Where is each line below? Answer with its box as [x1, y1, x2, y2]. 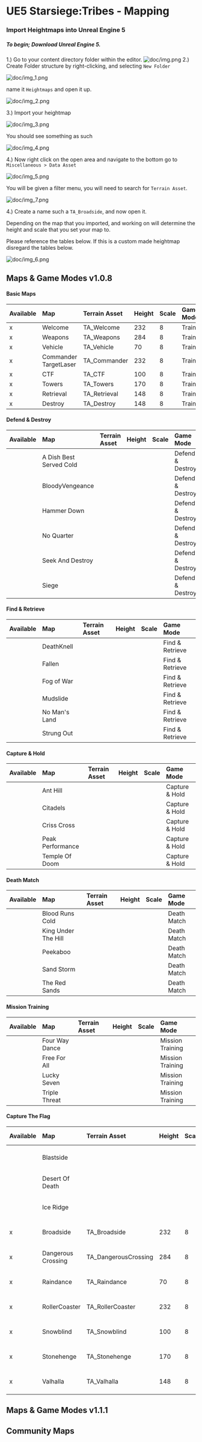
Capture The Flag [6, 1113, 50, 1120]
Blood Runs [41, 909, 75, 918]
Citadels [41, 804, 66, 812]
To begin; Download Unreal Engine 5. [6, 40, 101, 48]
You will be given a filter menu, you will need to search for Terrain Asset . [6, 185, 188, 192]
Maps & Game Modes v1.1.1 [6, 1405, 108, 1415]
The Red [41, 979, 66, 987]
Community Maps [6, 1426, 75, 1436]
